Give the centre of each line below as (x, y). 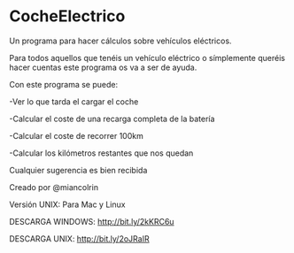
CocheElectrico (67, 16)
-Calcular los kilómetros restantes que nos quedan (101, 153)
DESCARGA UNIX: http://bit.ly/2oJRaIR (79, 238)
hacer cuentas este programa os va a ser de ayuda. (103, 67)
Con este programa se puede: (63, 84)
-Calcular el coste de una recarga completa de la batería (112, 119)
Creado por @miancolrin (54, 187)
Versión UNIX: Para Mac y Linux (67, 204)
